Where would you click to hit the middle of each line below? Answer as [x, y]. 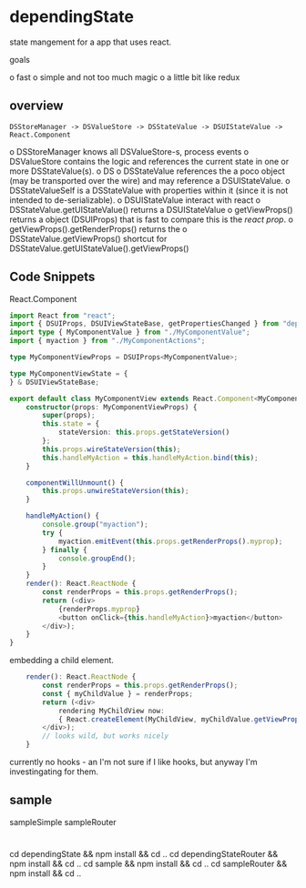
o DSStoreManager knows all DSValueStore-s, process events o [129, 151]
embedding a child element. [61, 661]
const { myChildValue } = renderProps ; [118, 693]
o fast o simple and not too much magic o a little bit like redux [125, 77]
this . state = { [71, 424]
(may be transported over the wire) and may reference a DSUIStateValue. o [150, 180]
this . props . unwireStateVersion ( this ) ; [116, 491]
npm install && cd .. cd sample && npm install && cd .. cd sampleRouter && [148, 864]
